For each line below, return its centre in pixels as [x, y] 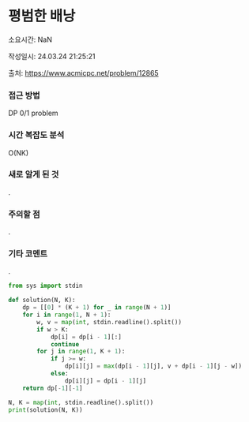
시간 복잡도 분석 [36, 135]
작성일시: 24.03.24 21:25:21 [52, 56]
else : [59, 374]
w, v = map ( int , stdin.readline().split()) [109, 322]
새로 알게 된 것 [34, 174]
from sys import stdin [45, 286]
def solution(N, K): [42, 301]
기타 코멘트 [28, 254]
